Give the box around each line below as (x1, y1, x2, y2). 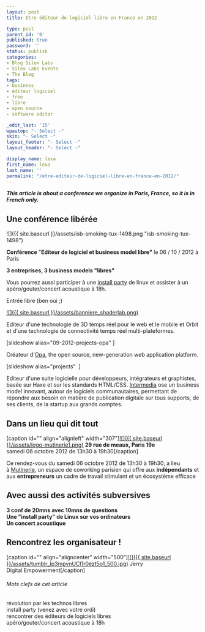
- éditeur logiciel (6, 88, 56, 95)
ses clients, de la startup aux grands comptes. (6, 401, 123, 408)
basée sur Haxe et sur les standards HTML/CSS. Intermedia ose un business (6, 381, 199, 388)
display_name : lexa (6, 156, 56, 162)
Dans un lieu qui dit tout (6, 418, 99, 429)
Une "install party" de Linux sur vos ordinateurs (6, 513, 131, 520)
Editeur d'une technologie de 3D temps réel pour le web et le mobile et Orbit (6, 321, 199, 328)
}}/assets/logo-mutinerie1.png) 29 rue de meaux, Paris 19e (6, 441, 155, 448)
